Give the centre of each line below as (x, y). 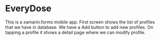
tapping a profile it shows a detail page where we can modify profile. (75, 32)
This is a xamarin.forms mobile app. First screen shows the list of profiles (80, 22)
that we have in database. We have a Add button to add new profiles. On (79, 27)
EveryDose (28, 9)
